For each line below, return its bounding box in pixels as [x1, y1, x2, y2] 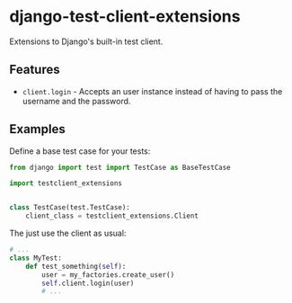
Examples [9, 121, 66, 137]
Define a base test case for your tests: [9, 146, 151, 156]
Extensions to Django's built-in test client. [9, 36, 164, 47]
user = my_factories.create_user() [41, 270, 175, 280]
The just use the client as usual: [9, 227, 127, 239]
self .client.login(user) [41, 279, 135, 288]
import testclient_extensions [9, 179, 123, 188]
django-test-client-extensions [9, 6, 241, 27]
